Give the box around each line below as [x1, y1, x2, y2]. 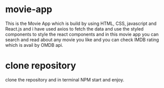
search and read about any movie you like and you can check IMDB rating [5, 37, 159, 43]
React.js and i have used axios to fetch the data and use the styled [5, 25, 144, 32]
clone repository [5, 60, 76, 72]
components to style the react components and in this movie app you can [5, 31, 159, 37]
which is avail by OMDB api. [5, 42, 63, 48]
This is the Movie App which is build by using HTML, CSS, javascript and [5, 20, 157, 26]
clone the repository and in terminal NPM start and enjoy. [5, 76, 125, 82]
